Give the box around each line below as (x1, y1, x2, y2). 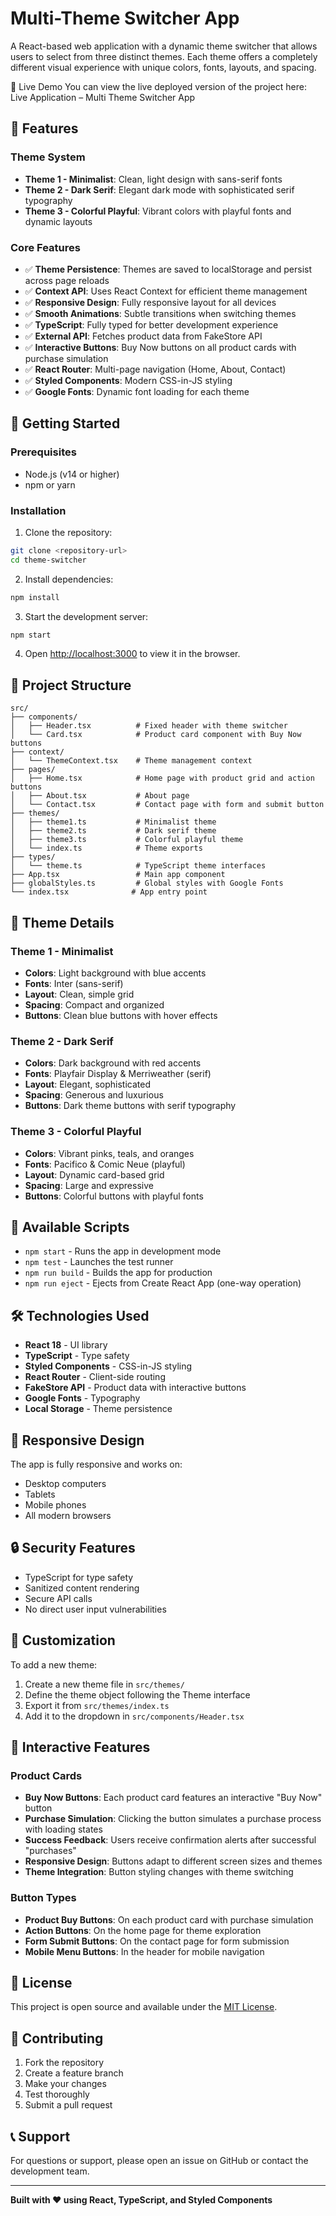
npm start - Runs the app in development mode (24, 1245, 222, 1257)
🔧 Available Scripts (10, 1218, 130, 1236)
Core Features (10, 240, 81, 254)
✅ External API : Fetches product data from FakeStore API (24, 330, 263, 342)
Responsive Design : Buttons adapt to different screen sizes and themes (24, 1855, 323, 1867)
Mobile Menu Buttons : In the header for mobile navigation (24, 1945, 265, 1957)
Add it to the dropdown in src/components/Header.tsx (24, 1710, 245, 1722)
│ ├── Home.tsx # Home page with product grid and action (10, 773, 315, 784)
